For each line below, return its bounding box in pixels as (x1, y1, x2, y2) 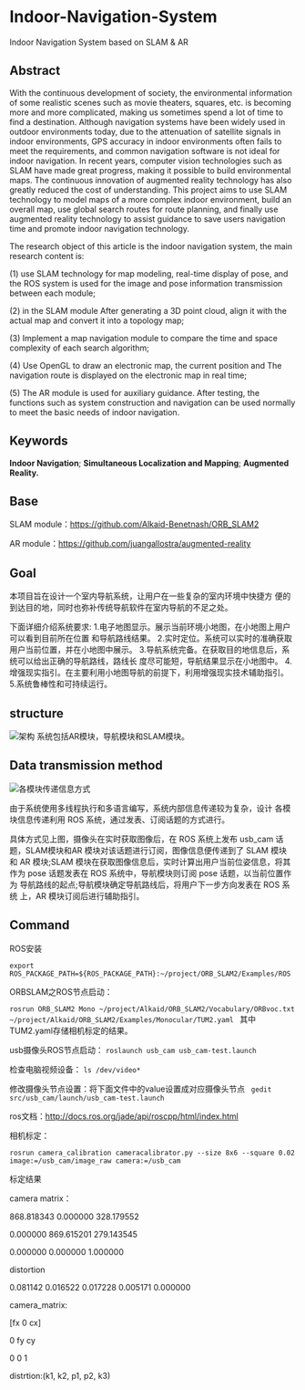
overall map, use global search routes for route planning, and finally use (9, 204, 279, 214)
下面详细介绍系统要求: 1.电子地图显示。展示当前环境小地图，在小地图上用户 (9, 622, 291, 632)
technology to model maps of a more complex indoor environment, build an (9, 193, 292, 204)
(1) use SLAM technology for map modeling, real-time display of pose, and (9, 267, 289, 279)
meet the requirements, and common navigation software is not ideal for (9, 145, 280, 156)
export (9, 961, 35, 970)
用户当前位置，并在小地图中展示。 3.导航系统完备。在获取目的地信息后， (9, 644, 282, 655)
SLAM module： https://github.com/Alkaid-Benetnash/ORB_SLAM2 (9, 518, 259, 530)
